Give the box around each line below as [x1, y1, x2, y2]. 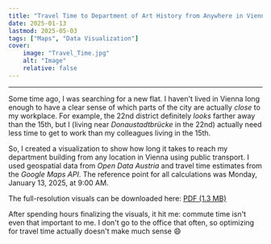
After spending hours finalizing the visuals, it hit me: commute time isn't [8, 209, 247, 218]
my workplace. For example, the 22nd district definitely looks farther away [8, 110, 256, 121]
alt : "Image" [23, 57, 67, 65]
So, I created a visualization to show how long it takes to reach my [8, 143, 228, 153]
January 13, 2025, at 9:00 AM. [8, 178, 109, 188]
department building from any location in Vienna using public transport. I [8, 152, 250, 162]
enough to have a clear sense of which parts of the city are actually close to [8, 102, 261, 112]
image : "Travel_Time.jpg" [23, 49, 110, 57]
